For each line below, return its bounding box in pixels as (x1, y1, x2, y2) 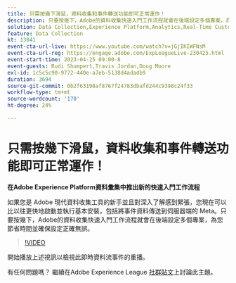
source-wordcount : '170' (7, 96, 80, 103)
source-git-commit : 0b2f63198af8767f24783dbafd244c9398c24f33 (7, 82, 193, 89)
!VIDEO (24, 238, 46, 246)
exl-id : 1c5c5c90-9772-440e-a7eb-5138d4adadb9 (7, 69, 146, 76)
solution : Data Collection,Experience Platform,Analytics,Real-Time (7, 23, 212, 30)
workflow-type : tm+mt (7, 89, 71, 96)
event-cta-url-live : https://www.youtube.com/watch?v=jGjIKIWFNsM (7, 43, 206, 50)
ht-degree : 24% (7, 102, 52, 109)
